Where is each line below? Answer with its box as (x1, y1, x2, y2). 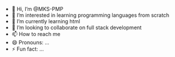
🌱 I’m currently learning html (11, 18, 80, 24)
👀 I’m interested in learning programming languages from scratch (11, 12, 170, 19)
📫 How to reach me (11, 31, 60, 37)
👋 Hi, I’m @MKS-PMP (11, 6, 63, 12)
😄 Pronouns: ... (11, 39, 50, 46)
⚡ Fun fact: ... (11, 45, 44, 52)
